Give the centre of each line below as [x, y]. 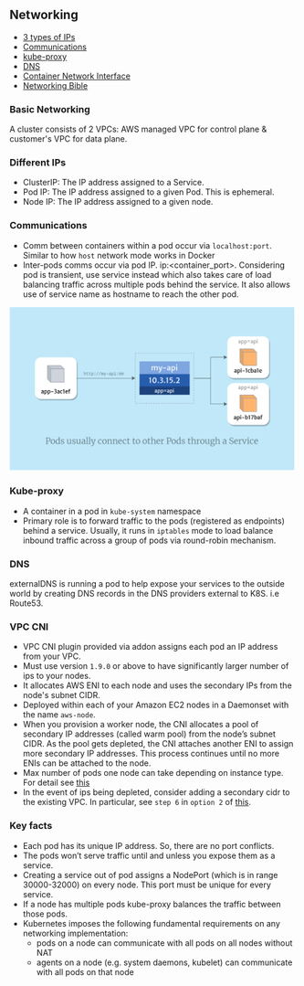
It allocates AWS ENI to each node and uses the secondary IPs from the [157, 685]
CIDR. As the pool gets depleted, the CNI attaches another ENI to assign [158, 744]
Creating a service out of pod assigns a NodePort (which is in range [150, 875]
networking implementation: [75, 933]
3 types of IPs [49, 37]
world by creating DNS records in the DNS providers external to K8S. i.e [145, 593]
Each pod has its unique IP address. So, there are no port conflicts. [148, 845]
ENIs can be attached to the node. [87, 763]
